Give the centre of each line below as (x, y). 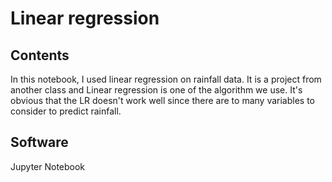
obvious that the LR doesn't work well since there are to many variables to (162, 100)
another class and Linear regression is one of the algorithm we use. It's (156, 90)
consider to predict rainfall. (66, 111)
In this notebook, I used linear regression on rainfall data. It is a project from (166, 79)
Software (39, 142)
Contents (40, 55)
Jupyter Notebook (48, 166)
